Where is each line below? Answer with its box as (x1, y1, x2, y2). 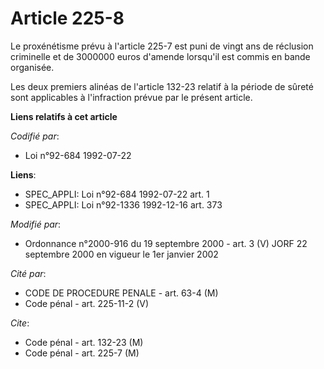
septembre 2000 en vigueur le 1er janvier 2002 (24, 248, 219, 260)
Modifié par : (10, 218, 62, 230)
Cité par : (10, 267, 47, 279)
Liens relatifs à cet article (10, 110, 118, 122)
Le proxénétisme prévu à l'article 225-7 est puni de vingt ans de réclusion (10, 40, 314, 52)
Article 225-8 (10, 7, 125, 30)
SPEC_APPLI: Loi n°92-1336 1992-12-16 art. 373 (24, 198, 223, 211)
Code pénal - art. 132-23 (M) (24, 336, 144, 348)
